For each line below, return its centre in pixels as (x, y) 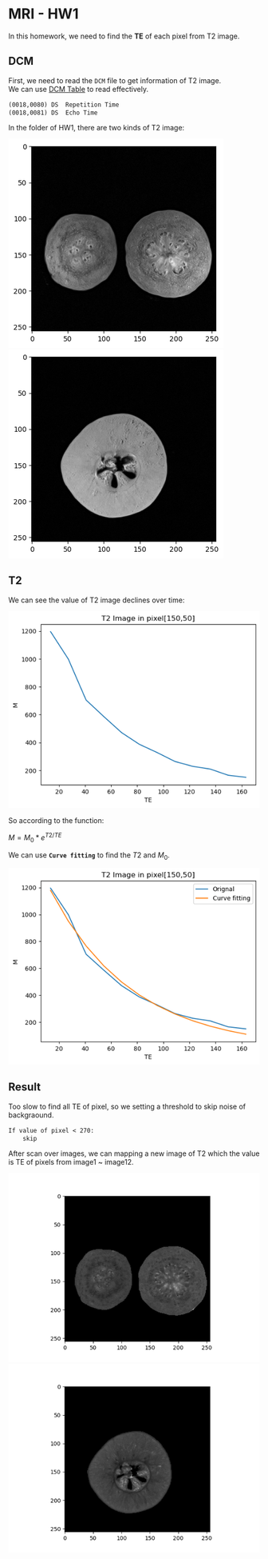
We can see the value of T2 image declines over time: (97, 600)
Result (25, 1087)
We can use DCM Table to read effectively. (79, 89)
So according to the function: (56, 821)
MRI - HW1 (43, 14)
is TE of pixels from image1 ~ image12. (71, 1161)
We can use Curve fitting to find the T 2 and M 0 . (89, 855)
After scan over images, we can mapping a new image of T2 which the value (134, 1153)
